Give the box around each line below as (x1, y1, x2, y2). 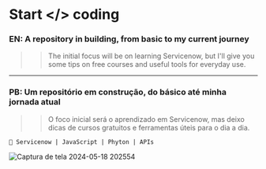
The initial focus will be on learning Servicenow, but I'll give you (47, 51, 255, 61)
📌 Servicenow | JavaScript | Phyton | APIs (9, 138, 155, 146)
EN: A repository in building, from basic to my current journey (9, 34, 249, 45)
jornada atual (9, 97, 62, 108)
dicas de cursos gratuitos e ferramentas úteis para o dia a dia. (47, 123, 250, 132)
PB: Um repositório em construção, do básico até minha (9, 86, 227, 97)
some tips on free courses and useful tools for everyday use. (47, 60, 246, 69)
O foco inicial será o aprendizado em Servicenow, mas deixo (47, 114, 245, 123)
